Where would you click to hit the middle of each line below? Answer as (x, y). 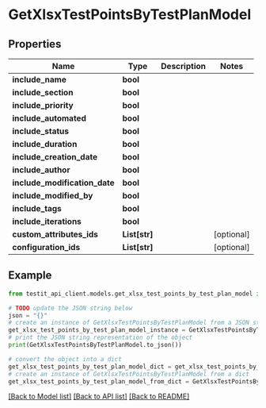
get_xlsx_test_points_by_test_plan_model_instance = (97, 330)
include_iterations (47, 221)
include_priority (43, 105)
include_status (41, 131)
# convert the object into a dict (65, 359)
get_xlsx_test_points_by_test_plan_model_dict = (90, 367)
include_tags (37, 208)
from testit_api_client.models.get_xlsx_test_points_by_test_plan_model (131, 294)
